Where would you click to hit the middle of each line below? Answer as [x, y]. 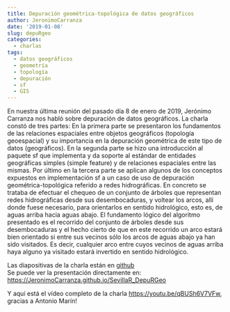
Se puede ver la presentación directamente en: [74, 273]
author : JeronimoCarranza [44, 20]
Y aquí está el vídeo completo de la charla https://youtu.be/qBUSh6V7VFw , [115, 294]
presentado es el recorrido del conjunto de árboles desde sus [96, 222]
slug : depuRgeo [29, 33]
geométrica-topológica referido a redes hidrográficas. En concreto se [107, 185]
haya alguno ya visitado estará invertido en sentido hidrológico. [98, 252]
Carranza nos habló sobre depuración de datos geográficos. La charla [108, 118]
